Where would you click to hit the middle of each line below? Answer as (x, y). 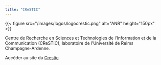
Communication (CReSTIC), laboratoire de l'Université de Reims (69, 43)
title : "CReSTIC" (23, 9)
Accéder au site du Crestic (32, 57)
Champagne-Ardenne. (28, 48)
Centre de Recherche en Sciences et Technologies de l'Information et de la (81, 38)
